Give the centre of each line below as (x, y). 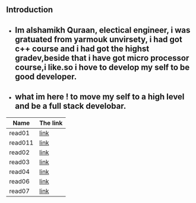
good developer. (46, 76)
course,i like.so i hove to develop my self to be (102, 67)
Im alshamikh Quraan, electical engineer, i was (102, 30)
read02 (19, 152)
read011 (21, 142)
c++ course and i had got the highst (82, 49)
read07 (19, 191)
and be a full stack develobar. (70, 106)
